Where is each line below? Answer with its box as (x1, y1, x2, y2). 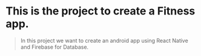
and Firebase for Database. (20, 43, 89, 51)
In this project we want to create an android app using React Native (20, 37, 188, 44)
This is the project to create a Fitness (5, 4, 196, 18)
